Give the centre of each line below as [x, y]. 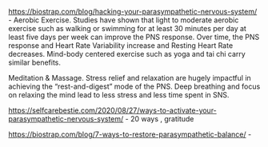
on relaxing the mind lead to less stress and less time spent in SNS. [119, 95]
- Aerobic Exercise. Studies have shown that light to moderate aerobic [124, 20]
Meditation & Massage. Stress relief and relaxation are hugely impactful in [130, 78]
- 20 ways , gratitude [160, 119]
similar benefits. [35, 62]
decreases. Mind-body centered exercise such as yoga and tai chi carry [127, 54]
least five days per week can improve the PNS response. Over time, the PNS [134, 37]
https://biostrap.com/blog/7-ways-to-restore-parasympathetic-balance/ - [130, 134]
